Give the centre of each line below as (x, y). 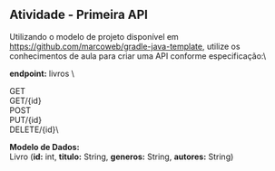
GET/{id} (26, 100)
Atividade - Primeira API (79, 15)
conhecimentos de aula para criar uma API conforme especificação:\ (138, 56)
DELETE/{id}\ (34, 129)
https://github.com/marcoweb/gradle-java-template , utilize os (125, 46)
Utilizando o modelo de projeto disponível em (94, 36)
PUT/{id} (26, 119)
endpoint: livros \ (42, 73)
